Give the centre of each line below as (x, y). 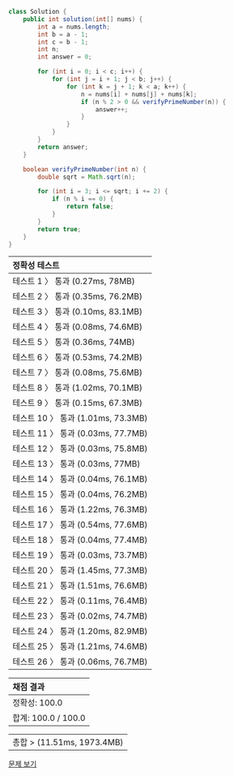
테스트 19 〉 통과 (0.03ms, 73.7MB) (80, 555)
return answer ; (63, 147)
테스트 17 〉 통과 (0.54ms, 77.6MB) (80, 525)
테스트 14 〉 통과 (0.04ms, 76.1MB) (80, 479)
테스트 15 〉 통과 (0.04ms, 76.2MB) (80, 494)
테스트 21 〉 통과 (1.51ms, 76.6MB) (80, 586)
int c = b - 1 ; (63, 42)
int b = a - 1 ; (63, 34)
